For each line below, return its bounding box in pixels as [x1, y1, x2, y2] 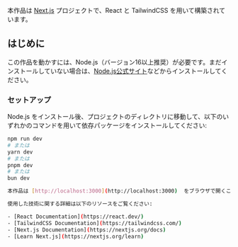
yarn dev [7, 148, 33, 156]
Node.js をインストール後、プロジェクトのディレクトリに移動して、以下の [7, 113, 223, 121]
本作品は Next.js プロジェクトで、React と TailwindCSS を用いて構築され [7, 6, 220, 14]
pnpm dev [7, 161, 33, 168]
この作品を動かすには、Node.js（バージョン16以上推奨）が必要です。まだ [7, 57, 222, 66]
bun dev [7, 175, 30, 182]
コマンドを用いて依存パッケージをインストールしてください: [31, 121, 208, 130]
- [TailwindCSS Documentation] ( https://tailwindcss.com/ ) [7, 219, 182, 226]
